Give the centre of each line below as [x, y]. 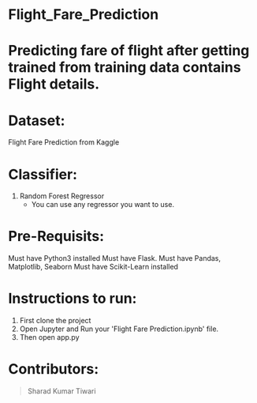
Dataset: [37, 121]
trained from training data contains [125, 68]
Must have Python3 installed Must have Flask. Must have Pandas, [115, 258]
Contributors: [54, 369]
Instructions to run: [73, 299]
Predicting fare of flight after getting [129, 51]
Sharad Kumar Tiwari [61, 391]
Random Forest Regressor [62, 196]
